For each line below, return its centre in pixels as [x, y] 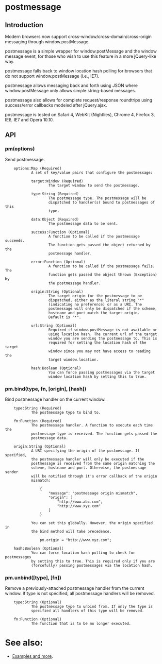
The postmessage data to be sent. [83, 223]
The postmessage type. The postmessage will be [97, 198]
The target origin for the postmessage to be [95, 296]
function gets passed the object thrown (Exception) [103, 274]
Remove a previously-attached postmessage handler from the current [75, 588]
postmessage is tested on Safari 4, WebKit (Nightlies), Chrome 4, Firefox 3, [80, 115]
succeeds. [15, 240]
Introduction [24, 25]
